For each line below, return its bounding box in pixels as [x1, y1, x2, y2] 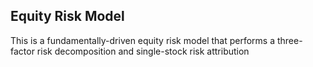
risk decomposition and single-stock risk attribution [36, 45, 250, 57]
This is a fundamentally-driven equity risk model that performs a [10, 34, 276, 46]
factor [10, 45, 35, 57]
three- [276, 34, 303, 46]
